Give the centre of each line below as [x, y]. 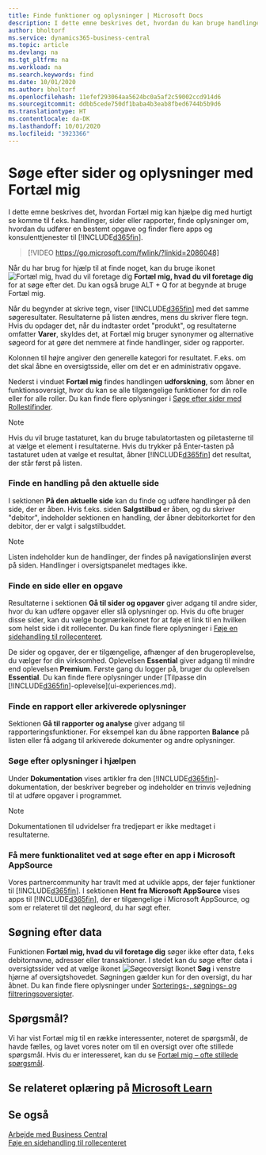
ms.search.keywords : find [51, 75]
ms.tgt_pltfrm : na [38, 60]
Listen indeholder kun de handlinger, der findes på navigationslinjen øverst [130, 556]
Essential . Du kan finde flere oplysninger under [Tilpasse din [108, 678]
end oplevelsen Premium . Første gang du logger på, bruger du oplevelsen [129, 669]
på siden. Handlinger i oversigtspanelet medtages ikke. [98, 565]
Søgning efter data [55, 932]
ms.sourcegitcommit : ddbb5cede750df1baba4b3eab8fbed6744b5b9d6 [115, 104]
